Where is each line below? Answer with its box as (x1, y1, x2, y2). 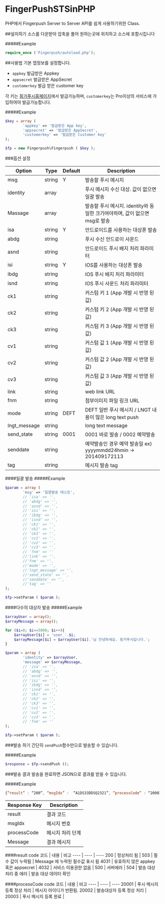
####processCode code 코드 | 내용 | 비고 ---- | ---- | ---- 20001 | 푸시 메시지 (5, 881, 159, 887)
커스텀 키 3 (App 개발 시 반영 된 (85, 323, 154, 330)
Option (15, 168, 32, 174)
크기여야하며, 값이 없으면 (95, 210, 149, 217)
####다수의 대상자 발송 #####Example (5, 605, 82, 611)
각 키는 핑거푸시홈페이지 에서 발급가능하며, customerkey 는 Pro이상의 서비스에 (5, 93, 152, 99)
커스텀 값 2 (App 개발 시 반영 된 (85, 356, 154, 363)
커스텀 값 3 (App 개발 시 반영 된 (85, 373, 154, 380)
